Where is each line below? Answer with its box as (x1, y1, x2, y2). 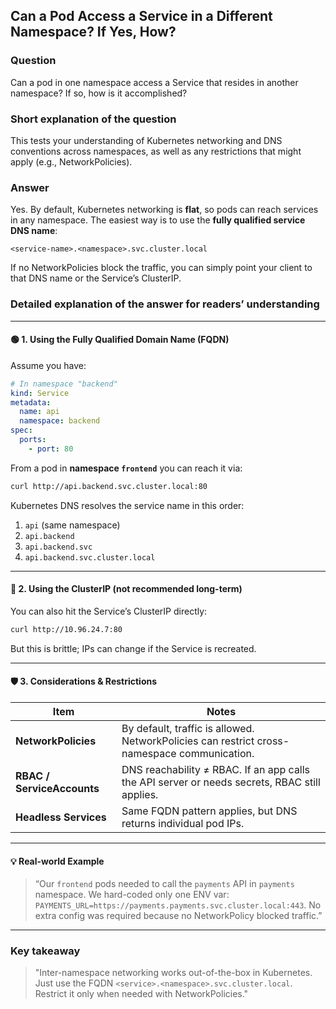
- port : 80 (28, 444, 74, 454)
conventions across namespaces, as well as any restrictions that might (10, 145, 302, 157)
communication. (178, 746, 255, 760)
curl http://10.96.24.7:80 (10, 624, 123, 634)
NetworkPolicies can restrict (121, 734, 255, 748)
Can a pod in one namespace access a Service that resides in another (10, 76, 299, 88)
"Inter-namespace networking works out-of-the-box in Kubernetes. (34, 967, 313, 979)
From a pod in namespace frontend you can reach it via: (10, 462, 243, 474)
